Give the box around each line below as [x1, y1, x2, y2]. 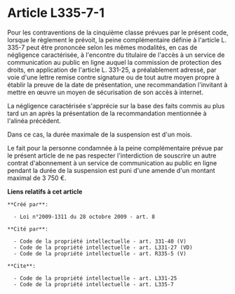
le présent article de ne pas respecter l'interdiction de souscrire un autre [7, 151, 217, 160]
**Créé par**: [7, 200, 49, 208]
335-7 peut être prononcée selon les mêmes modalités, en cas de [7, 43, 198, 51]
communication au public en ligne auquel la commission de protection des [7, 58, 222, 66]
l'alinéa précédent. [7, 116, 62, 124]
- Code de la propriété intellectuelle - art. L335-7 [13, 281, 174, 288]
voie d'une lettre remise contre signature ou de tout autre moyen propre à [7, 72, 220, 82]
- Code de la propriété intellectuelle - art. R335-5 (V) [13, 250, 187, 257]
